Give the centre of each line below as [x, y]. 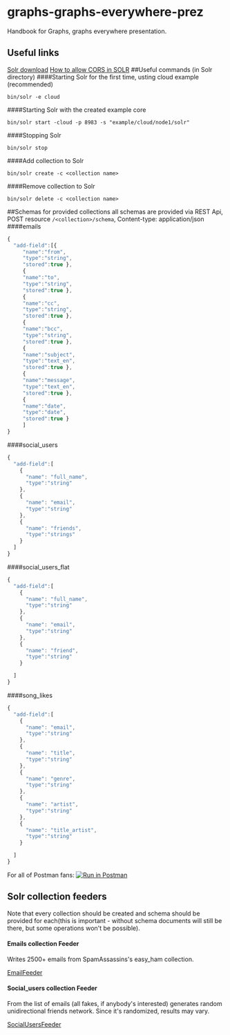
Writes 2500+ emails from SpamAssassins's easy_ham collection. [100, 959]
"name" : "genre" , [50, 779]
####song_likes [30, 695]
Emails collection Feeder [43, 944]
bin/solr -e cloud [33, 97]
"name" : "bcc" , [43, 329]
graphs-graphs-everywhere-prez [105, 12]
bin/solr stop [28, 148]
